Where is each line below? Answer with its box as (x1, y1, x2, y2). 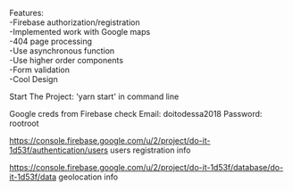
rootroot (9, 118, 39, 129)
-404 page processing (9, 36, 92, 46)
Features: (9, 8, 45, 18)
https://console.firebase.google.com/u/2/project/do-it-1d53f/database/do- (9, 162, 284, 172)
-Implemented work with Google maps (9, 27, 151, 37)
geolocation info (58, 171, 119, 182)
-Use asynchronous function (9, 46, 115, 56)
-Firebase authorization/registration (9, 17, 140, 28)
